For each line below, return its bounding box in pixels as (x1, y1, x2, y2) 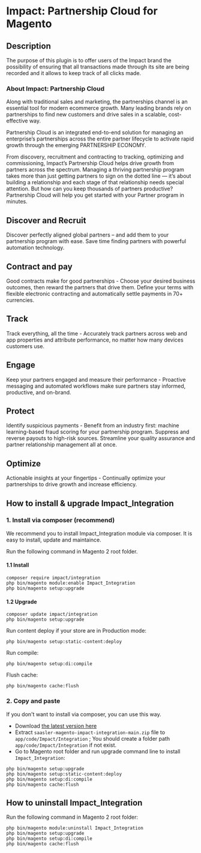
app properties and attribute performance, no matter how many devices (6, 336, 184, 343)
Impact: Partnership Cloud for (6, 4, 158, 18)
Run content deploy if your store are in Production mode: (6, 627, 147, 634)
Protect (6, 406, 35, 416)
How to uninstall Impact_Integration (6, 797, 143, 808)
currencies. (6, 296, 35, 304)
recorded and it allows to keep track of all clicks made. (6, 70, 142, 76)
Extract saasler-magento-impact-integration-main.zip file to (14, 728, 166, 736)
